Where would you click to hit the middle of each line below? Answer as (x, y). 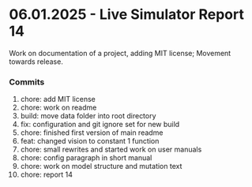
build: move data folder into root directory (88, 116)
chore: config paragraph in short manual (86, 158)
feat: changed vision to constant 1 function (90, 141)
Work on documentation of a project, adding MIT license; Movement (120, 53)
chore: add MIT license (58, 99)
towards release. (36, 62)
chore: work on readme (58, 107)
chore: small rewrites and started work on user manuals (111, 150)
